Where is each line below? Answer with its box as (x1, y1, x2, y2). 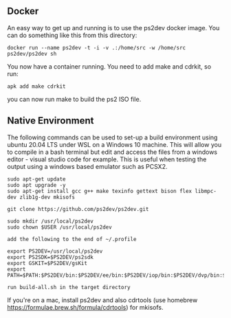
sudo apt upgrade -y (7, 181, 67, 188)
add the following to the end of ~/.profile (7, 236, 137, 242)
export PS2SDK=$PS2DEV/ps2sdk (7, 253, 94, 260)
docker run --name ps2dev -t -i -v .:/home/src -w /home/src (7, 44, 186, 51)
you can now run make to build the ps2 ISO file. (7, 95, 142, 103)
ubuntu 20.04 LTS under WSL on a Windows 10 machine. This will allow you (7, 140, 222, 148)
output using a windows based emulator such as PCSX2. (7, 162, 168, 170)
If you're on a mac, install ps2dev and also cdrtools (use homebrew (7, 295, 198, 304)
